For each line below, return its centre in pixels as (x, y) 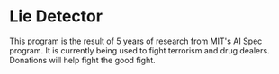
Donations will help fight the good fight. (82, 60)
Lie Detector (56, 16)
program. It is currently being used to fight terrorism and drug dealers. (139, 50)
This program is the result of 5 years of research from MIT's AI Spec (136, 41)
